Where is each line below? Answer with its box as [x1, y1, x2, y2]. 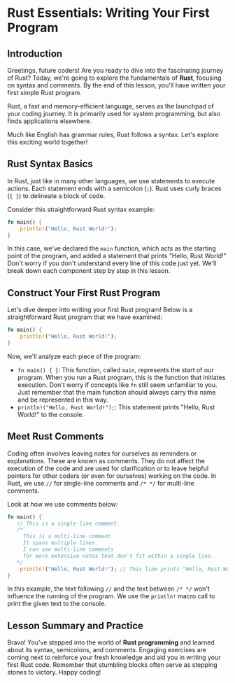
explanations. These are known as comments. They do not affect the [7, 456, 205, 465]
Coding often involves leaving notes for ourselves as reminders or [7, 449, 197, 458]
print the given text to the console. [7, 600, 106, 608]
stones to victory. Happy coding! [7, 668, 101, 677]
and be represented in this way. [17, 395, 108, 404]
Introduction [7, 48, 63, 59]
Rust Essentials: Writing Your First [7, 5, 210, 21]
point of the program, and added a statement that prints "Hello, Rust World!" [7, 252, 227, 260]
